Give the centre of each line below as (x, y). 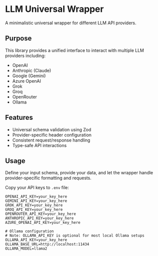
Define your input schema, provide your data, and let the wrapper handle (79, 173)
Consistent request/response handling (51, 140)
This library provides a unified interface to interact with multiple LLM (75, 50)
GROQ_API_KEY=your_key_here (34, 210)
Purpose (19, 38)
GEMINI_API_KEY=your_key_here (36, 201)
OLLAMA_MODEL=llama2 (26, 249)
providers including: (25, 55)
